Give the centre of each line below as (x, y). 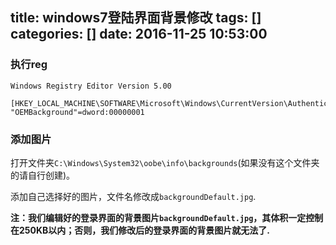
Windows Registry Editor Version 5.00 (91, 86)
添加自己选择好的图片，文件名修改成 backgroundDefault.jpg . (133, 196)
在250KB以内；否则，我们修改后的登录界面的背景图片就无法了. (140, 230)
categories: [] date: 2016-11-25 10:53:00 (139, 34)
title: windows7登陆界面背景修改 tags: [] (136, 18)
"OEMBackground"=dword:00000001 (77, 112)
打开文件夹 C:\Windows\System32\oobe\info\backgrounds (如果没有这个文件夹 (165, 162)
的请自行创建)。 (43, 175)
